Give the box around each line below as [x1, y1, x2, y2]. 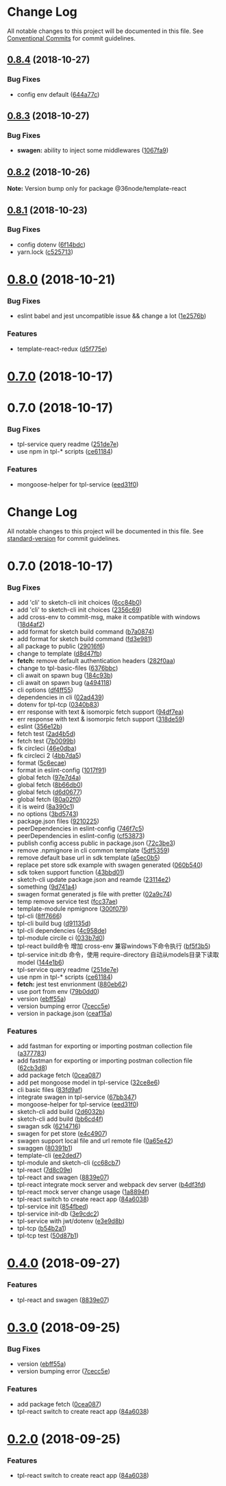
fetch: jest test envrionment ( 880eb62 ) [16, 979, 128, 988]
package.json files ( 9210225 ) [16, 817, 99, 825]
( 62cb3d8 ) [16, 1064, 48, 1072]
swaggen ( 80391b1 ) [16, 1144, 73, 1152]
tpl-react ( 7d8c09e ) [16, 1166, 73, 1174]
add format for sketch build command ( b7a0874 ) [16, 627, 155, 636]
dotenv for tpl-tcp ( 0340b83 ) [16, 700, 100, 708]
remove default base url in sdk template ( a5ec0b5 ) [16, 853, 160, 861]
